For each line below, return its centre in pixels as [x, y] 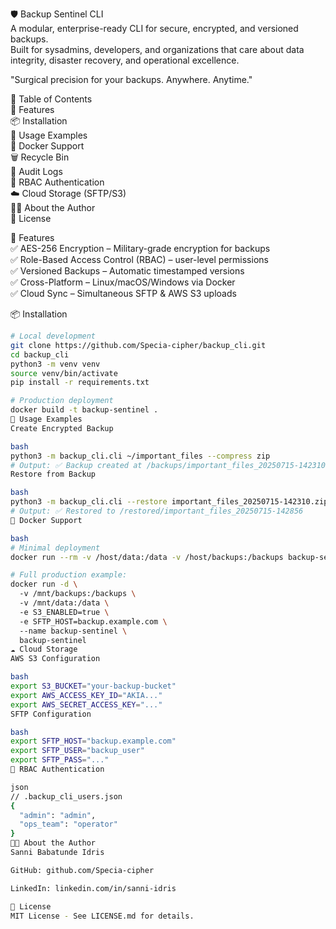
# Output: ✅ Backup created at [76, 465]
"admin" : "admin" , [58, 815]
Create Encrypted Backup [62, 428]
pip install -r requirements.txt [80, 383]
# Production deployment [62, 401]
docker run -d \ [44, 584]
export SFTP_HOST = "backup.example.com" [93, 741]
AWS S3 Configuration [55, 659]
